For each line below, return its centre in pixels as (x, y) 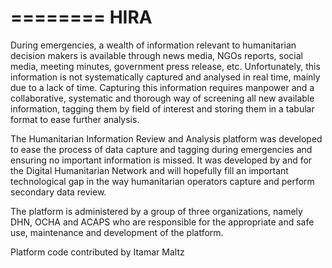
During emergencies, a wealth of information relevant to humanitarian (153, 45)
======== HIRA (81, 17)
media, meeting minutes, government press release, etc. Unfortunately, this (165, 66)
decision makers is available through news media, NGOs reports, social (156, 55)
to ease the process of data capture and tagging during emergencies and (161, 149)
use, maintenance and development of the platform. (117, 232)
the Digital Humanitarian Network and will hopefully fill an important (149, 170)
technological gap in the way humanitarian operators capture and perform (162, 181)
